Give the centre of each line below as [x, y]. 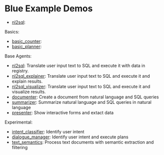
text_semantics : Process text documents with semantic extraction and [83, 142]
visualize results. [29, 92]
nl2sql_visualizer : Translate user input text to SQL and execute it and [81, 86]
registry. [20, 71]
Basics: [12, 31]
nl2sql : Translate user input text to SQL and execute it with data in [79, 65]
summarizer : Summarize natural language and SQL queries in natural [82, 102]
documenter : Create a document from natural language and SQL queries [85, 97]
